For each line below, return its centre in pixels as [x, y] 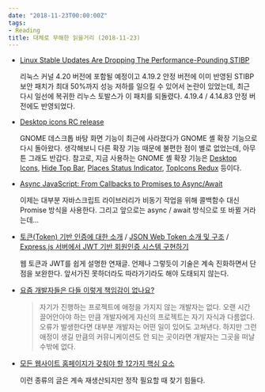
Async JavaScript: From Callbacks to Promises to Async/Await [121, 184]
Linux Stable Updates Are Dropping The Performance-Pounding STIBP [134, 60]
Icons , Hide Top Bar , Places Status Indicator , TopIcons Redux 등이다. [131, 168]
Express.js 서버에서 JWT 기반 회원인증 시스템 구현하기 [104, 247]
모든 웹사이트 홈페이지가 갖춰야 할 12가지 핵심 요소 [97, 363]
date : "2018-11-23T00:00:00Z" [58, 15]
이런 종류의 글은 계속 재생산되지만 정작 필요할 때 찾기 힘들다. [112, 380]
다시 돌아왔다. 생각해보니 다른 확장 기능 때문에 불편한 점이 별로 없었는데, [130, 148]
